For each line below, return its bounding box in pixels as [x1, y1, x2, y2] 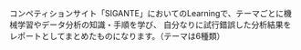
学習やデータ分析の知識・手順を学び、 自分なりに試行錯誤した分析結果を [16, 19, 292, 30]
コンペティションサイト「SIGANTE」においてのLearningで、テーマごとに [9, 8, 285, 18]
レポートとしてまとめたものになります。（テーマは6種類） [9, 31, 225, 41]
